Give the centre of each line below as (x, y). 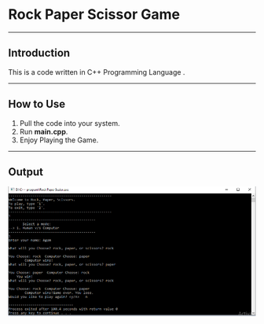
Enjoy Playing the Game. (59, 140)
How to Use (37, 104)
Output (26, 172)
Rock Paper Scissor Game (94, 15)
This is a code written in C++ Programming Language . (97, 72)
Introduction (39, 53)
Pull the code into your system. (70, 123)
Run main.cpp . (44, 131)
